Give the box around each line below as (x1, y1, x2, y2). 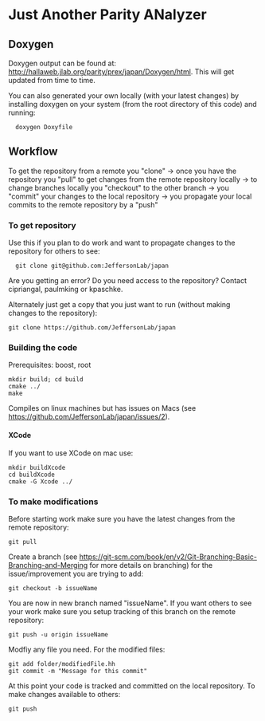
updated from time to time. (8, 76, 95, 85)
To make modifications (8, 496, 99, 507)
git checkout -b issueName (8, 584, 98, 592)
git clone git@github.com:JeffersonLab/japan (15, 262, 170, 270)
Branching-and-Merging (8, 560, 88, 569)
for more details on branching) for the (89, 560, 213, 569)
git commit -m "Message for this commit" (8, 667, 148, 675)
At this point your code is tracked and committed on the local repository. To (8, 680, 255, 691)
